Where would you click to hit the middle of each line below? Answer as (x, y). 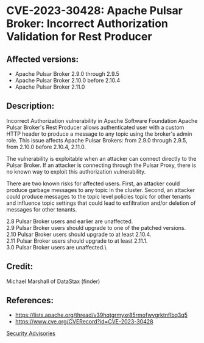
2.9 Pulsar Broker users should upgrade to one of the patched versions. (96, 227)
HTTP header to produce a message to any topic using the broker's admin (99, 134)
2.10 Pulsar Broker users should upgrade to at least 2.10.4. (79, 234)
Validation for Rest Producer (79, 37)
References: (30, 301)
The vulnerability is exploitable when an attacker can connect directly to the (101, 158)
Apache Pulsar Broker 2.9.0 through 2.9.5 (67, 74)
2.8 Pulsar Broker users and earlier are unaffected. (70, 221)
